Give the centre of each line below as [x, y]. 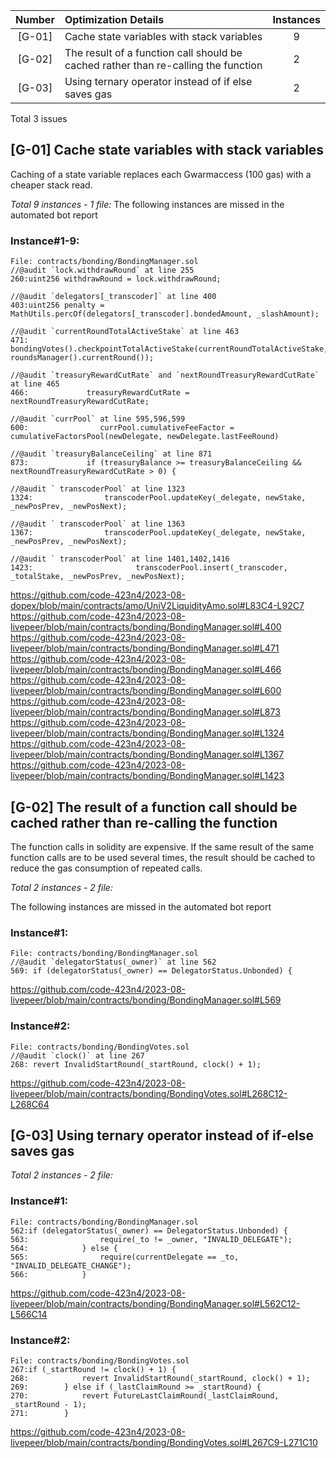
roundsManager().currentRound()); [82, 358]
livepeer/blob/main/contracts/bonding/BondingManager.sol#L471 [145, 648]
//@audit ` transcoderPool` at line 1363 [98, 524]
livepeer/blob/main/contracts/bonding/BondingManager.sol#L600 [146, 691]
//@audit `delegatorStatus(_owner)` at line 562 [113, 962]
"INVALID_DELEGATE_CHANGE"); [71, 1265]
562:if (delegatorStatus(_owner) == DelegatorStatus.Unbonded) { [149, 1230]
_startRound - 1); [48, 1404]
